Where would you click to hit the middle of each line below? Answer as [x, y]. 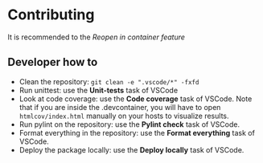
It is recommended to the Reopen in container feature [97, 37]
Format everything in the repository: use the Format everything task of [137, 132]
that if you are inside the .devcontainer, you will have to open [120, 107]
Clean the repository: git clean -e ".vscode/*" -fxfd [109, 81]
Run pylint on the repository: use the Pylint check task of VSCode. [129, 124]
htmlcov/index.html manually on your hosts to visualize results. [124, 116]
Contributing [51, 15]
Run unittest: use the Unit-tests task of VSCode [99, 90]
